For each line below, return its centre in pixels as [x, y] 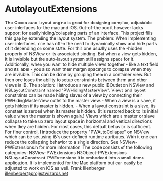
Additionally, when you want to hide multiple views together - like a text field [82, 64]
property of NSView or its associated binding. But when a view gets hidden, [81, 54]
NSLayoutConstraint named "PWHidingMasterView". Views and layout [75, 90]
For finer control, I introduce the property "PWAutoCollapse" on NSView [77, 132]
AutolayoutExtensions [51, 9]
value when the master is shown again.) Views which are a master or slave [80, 116]
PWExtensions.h [21, 147]
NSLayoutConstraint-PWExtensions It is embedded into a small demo [75, 158]
